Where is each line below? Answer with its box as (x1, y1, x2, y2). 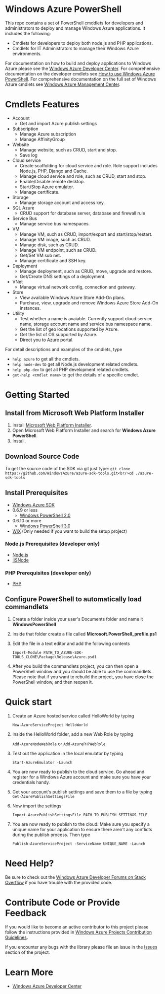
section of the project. (5, 949, 50, 955)
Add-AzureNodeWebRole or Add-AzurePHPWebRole (12, 741, 106, 747)
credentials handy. (12, 779, 50, 785)
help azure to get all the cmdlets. (12, 356, 80, 362)
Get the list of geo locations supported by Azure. (19, 326, 119, 332)
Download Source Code (5, 452, 80, 461)
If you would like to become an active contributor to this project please (5, 923, 149, 929)
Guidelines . (5, 934, 28, 940)
